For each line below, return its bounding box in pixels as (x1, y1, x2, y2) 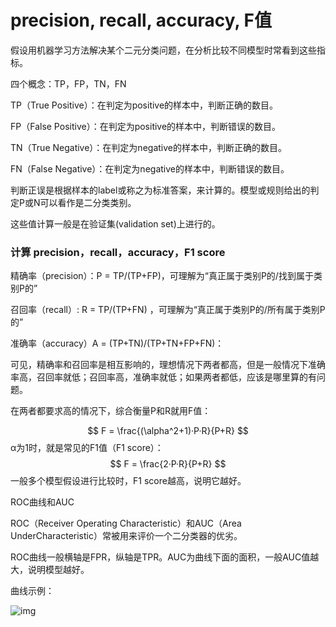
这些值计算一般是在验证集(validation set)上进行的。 (10, 217, 221, 230)
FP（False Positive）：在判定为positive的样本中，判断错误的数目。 (10, 120, 282, 132)
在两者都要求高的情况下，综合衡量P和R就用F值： (10, 405, 212, 417)
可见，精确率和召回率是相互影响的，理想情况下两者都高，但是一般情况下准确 (10, 359, 326, 371)
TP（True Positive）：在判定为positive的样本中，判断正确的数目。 (10, 99, 279, 111)
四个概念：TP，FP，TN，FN (10, 77, 127, 90)
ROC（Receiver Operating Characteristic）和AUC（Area (10, 517, 242, 530)
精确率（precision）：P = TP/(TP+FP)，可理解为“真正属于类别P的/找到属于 (10, 270, 314, 282)
